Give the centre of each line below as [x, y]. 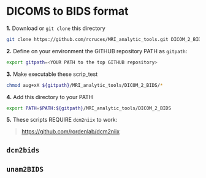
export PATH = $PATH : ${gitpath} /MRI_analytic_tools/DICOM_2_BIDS [89, 108]
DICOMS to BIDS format [67, 11]
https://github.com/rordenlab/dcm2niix [71, 132]
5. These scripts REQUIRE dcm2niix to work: [62, 120]
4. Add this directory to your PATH [50, 97]
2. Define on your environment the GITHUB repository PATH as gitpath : [97, 51]
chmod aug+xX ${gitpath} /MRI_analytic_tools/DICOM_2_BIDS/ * [85, 85]
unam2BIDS [25, 169]
